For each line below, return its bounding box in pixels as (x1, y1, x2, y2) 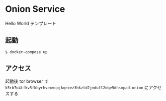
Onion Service (5, 3, 66, 15)
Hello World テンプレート (5, 20, 57, 26)
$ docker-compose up (5, 49, 48, 55)
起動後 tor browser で (5, 78, 49, 84)
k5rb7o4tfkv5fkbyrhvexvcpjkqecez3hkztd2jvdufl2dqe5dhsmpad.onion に (5, 84, 149, 90)
